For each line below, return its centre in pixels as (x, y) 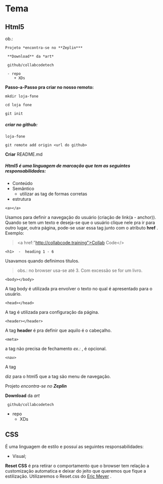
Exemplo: (15, 233)
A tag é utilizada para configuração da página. (52, 312)
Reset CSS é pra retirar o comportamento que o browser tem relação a (77, 466)
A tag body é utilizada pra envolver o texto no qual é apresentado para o (79, 288)
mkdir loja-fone (22, 96)
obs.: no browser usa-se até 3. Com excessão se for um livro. (80, 270)
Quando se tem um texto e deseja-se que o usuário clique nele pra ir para (80, 222)
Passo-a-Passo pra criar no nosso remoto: (49, 87)
